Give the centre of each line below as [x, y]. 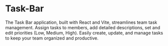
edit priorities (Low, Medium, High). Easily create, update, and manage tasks [84, 33]
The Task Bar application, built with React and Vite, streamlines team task [81, 22]
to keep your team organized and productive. [52, 38]
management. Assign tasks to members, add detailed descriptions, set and [83, 27]
